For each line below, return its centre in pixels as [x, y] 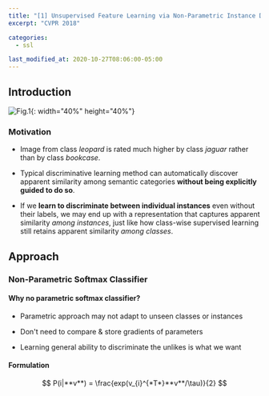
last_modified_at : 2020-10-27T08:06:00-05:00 [85, 60]
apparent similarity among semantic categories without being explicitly [139, 182]
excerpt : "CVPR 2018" [44, 23]
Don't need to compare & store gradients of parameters [111, 331]
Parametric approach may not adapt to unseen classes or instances [131, 316]
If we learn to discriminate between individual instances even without [137, 206]
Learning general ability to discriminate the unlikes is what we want [130, 347]
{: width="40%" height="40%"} [83, 111]
